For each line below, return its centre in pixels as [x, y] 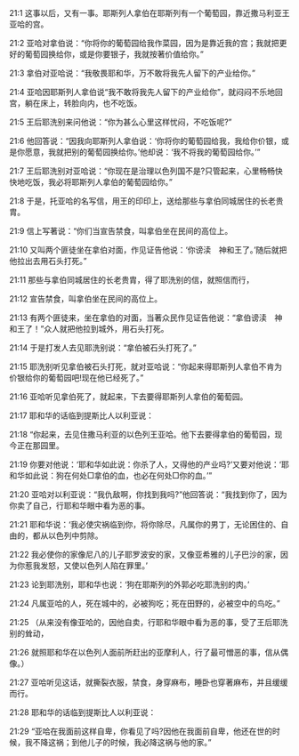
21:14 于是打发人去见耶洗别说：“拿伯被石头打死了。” [103, 348]
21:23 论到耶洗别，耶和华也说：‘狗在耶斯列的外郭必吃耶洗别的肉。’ [129, 584]
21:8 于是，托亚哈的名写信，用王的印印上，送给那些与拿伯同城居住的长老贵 [146, 201]
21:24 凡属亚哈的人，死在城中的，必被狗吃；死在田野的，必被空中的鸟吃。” [145, 603]
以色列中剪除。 [75, 535]
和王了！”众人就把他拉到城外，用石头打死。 [89, 329]
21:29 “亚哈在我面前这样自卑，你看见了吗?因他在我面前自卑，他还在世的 [141, 731]
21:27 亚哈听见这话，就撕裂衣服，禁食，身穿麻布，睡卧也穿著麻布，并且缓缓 [149, 682]
